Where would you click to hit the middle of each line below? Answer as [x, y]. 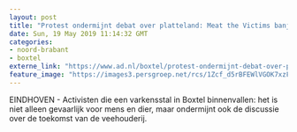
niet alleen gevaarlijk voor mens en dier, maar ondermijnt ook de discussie [145, 109]
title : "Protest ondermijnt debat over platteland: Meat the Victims [140, 26]
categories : [31, 42]
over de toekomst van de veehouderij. [78, 118]
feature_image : [37, 75]
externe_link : [35, 67]
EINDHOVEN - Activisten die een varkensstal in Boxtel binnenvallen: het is [144, 99]
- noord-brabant [39, 50]
